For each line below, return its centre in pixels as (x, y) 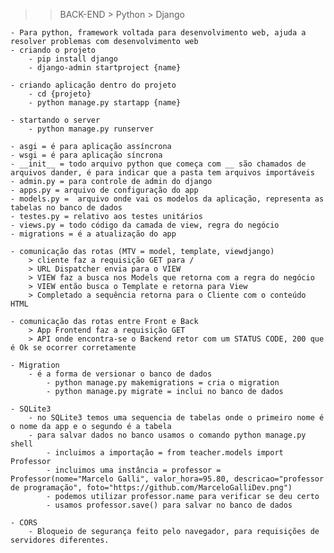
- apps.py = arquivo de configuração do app (104, 190)
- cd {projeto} (60, 94)
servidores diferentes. (60, 540)
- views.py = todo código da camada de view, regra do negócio (145, 225)
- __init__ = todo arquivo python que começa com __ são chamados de (158, 164)
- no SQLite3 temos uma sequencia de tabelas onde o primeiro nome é (176, 418)
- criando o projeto (53, 50)
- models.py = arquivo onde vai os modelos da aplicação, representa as (167, 199)
